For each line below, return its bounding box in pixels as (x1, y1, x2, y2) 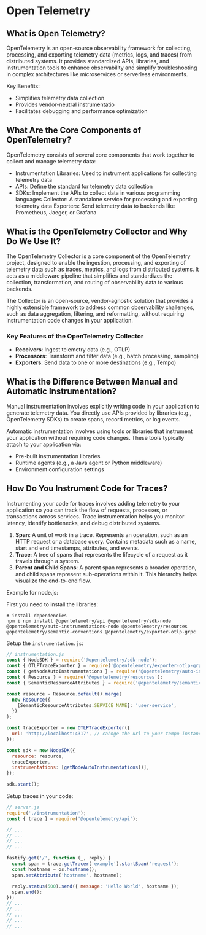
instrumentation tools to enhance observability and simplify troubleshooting (6, 64, 197, 71)
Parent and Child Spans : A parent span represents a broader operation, (15, 563, 197, 571)
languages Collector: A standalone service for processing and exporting (15, 195, 197, 203)
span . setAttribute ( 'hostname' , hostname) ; (12, 872, 122, 878)
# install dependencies (6, 612, 67, 619)
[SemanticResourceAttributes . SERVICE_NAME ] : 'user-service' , (17, 702, 177, 708)
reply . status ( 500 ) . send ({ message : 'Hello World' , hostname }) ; (12, 883, 180, 890)
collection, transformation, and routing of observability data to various (6, 278, 183, 286)
